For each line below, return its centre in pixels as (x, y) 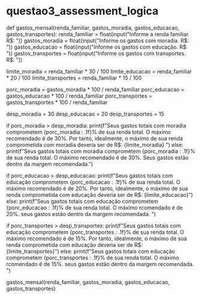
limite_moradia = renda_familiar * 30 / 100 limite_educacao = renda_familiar (99, 71)
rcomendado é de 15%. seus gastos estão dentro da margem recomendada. (100, 264)
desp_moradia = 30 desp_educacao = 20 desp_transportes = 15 (85, 114)
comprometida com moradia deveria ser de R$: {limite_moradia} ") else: (95, 144)
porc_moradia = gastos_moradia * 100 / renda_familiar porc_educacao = (95, 89)
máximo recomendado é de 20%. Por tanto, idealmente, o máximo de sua (97, 188)
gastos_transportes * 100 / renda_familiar (57, 102)
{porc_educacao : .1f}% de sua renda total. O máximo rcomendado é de (94, 207)
